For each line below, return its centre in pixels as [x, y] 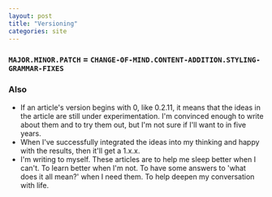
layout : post [30, 16]
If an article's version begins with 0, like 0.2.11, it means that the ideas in [140, 107]
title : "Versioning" [43, 24]
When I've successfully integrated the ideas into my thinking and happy [140, 142]
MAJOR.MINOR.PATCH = [49, 59]
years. [31, 133]
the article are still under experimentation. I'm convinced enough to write [142, 116]
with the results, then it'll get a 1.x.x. [80, 151]
